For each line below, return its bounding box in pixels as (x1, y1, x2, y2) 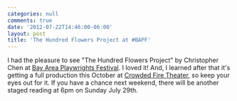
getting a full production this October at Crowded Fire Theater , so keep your (7, 71, 230, 80)
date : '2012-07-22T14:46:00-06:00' (7, 23, 113, 30)
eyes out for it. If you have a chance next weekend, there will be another (7, 78, 219, 87)
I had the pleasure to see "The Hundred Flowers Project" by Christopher (7, 56, 219, 64)
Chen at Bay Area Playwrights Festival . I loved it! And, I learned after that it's (7, 64, 231, 72)
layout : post (7, 30, 46, 37)
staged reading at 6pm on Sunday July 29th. (7, 86, 138, 95)
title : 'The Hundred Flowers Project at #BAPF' (7, 37, 152, 44)
